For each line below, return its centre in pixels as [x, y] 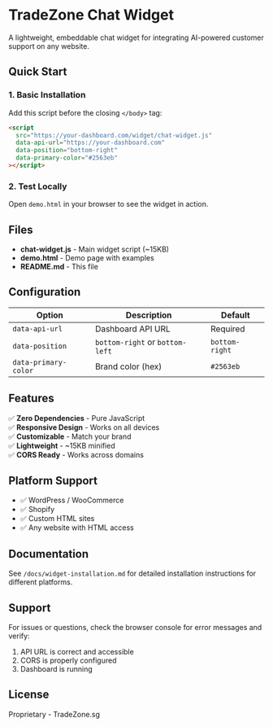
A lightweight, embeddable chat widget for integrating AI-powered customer [136, 37]
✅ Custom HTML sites [57, 519]
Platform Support [53, 481]
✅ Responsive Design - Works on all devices [84, 427]
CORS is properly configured [68, 660]
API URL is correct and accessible [77, 652]
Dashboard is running [56, 669]
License [29, 695]
